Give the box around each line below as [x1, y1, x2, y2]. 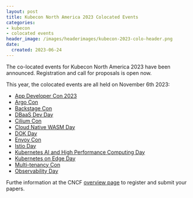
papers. [6, 185, 25, 192]
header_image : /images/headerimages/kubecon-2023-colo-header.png [6, 36, 173, 42]
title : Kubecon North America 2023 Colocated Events [6, 14, 139, 20]
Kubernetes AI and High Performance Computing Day [14, 148, 145, 156]
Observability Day [14, 167, 58, 174]
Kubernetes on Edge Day [14, 154, 76, 162]
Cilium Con [14, 117, 42, 124]
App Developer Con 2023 [14, 92, 77, 99]
